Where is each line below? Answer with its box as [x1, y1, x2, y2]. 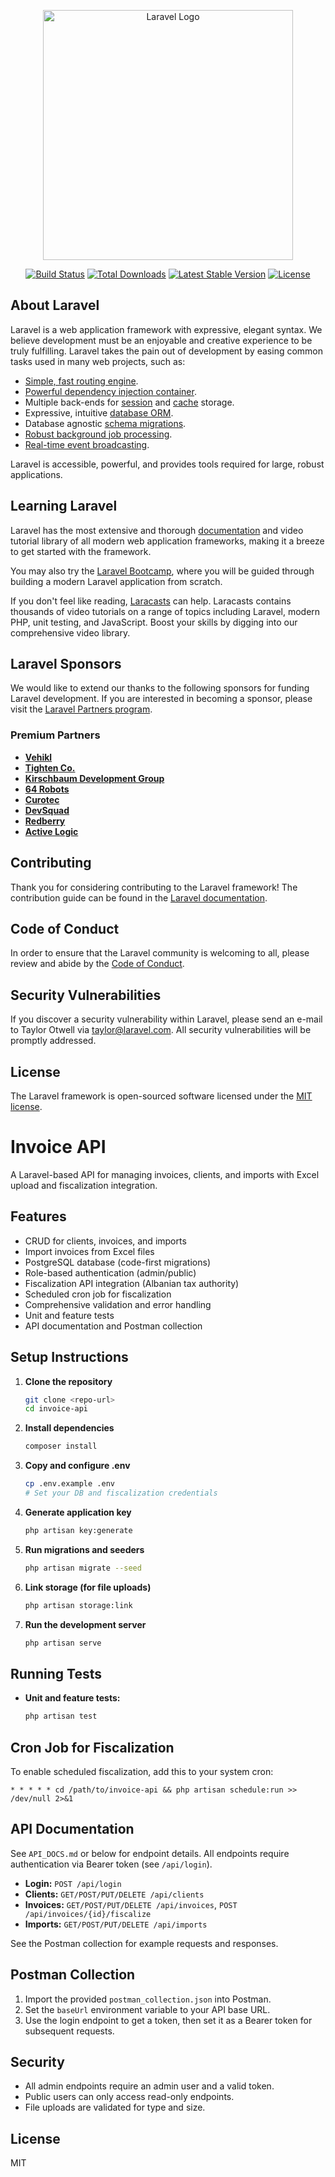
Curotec [24, 793, 60, 805]
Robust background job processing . [24, 428, 173, 440]
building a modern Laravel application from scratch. [10, 575, 223, 587]
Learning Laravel [10, 498, 118, 515]
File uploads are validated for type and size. [24, 2101, 206, 2114]
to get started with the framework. [10, 545, 152, 557]
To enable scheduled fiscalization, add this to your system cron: [10, 1765, 274, 1777]
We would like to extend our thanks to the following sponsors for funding [10, 682, 310, 694]
